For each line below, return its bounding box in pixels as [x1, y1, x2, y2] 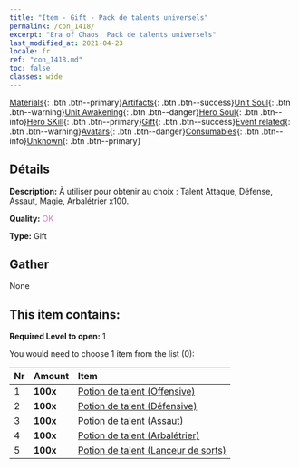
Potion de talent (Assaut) [77, 415, 184, 427]
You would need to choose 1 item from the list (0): [9, 349, 195, 359]
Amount [33, 370, 70, 383]
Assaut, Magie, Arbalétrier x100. [9, 196, 130, 206]
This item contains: [9, 307, 121, 322]
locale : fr [9, 47, 51, 56]
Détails [9, 162, 50, 177]
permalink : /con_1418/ [9, 22, 95, 31]
